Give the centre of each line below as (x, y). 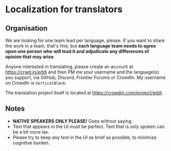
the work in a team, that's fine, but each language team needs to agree (81, 46)
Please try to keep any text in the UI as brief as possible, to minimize (84, 137)
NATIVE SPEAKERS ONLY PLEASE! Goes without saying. (72, 121)
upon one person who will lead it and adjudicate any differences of (77, 51)
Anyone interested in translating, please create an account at (69, 67)
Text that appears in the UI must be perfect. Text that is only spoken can (89, 127)
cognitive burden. (31, 143)
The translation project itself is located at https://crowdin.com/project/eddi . (84, 93)
